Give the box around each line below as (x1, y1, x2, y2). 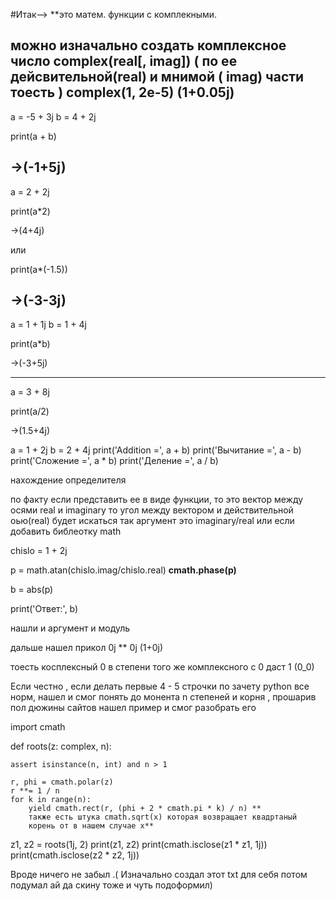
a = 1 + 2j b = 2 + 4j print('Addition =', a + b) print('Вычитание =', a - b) (10, 444, 302, 456)
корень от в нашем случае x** (28, 821, 155, 831)
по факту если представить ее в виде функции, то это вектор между (10, 494, 304, 506)
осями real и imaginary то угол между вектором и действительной (10, 504, 294, 516)
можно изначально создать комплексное (10, 37, 287, 54)
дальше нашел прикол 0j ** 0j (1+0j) (10, 642, 164, 654)
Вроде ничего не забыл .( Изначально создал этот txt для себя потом (10, 869, 308, 881)
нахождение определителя (10, 474, 127, 486)
